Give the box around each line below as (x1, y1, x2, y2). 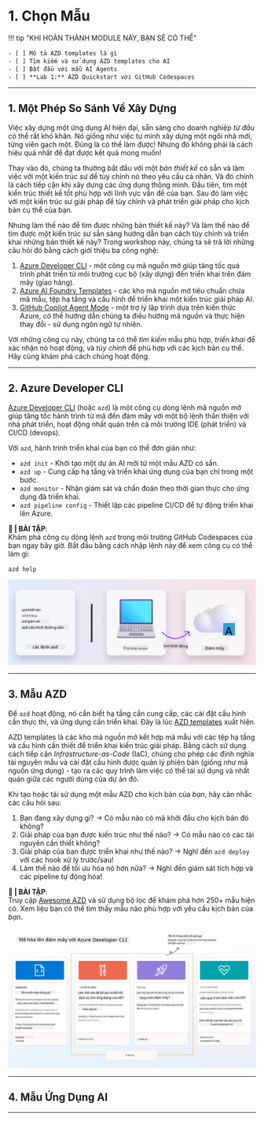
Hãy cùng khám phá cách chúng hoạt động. (8, 351, 151, 361)
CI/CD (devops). (8, 427, 60, 437)
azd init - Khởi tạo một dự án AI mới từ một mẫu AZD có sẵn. (19, 458, 219, 467)
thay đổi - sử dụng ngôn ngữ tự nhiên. (19, 319, 143, 329)
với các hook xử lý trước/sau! (19, 855, 114, 864)
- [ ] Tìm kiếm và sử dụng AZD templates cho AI (8, 57, 170, 65)
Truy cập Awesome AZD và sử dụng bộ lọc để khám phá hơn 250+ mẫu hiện (8, 895, 255, 905)
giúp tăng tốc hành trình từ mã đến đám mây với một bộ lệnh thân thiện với (8, 411, 250, 420)
